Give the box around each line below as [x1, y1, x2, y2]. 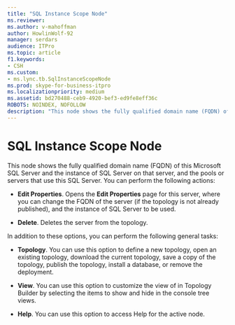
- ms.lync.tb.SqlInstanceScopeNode [7, 75, 111, 83]
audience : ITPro [7, 43, 55, 50]
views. [17, 296, 36, 305]
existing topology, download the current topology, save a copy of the [17, 253, 216, 261]
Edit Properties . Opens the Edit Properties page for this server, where [17, 190, 220, 198]
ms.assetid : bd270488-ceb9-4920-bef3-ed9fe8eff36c [7, 95, 158, 102]
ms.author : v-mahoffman [7, 23, 77, 30]
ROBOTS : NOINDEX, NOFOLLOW [7, 102, 86, 109]
